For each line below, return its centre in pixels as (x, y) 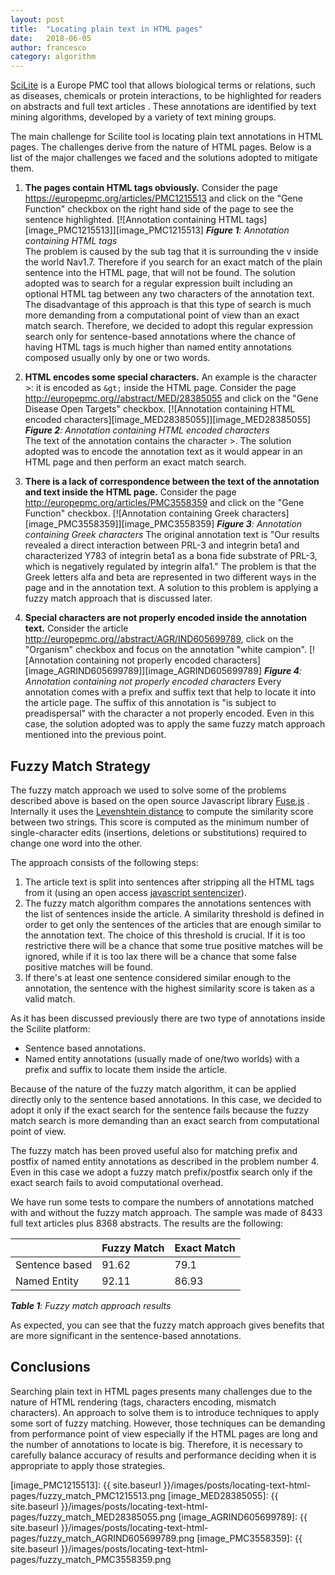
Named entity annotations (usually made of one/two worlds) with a (162, 1058)
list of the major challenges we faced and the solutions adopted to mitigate (164, 158)
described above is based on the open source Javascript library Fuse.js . (160, 800)
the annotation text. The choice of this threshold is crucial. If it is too (165, 935)
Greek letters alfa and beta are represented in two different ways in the (170, 577)
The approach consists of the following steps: (104, 862)
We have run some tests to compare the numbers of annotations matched (162, 1202)
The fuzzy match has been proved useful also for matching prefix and (154, 1150)
